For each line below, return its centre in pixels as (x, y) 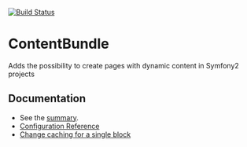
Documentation (47, 99)
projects (22, 74)
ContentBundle (59, 44)
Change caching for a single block (75, 134)
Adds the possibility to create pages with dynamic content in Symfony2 (124, 65)
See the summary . (49, 117)
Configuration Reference (59, 126)
